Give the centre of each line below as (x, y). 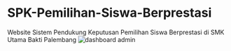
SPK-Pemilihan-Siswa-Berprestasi (110, 13)
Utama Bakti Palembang (42, 39)
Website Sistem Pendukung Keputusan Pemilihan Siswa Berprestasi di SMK (116, 32)
